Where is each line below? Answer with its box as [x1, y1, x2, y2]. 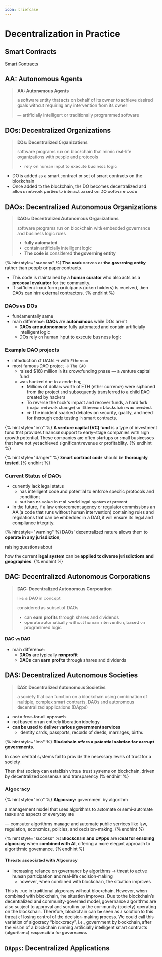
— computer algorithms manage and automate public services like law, [5, 821, 147, 827]
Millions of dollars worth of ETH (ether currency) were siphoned [26, 383, 155, 389]
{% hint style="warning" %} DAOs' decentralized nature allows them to [5, 529, 148, 535]
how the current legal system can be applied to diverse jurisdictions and [5, 553, 154, 559]
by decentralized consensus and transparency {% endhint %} [5, 773, 129, 779]
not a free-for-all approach [12, 714, 66, 719]
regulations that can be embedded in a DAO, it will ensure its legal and [12, 514, 153, 520]
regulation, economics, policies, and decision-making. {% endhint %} [5, 826, 145, 832]
